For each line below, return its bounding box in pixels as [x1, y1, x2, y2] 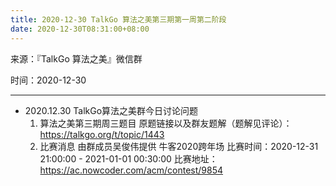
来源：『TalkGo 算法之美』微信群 [10, 52, 143, 65]
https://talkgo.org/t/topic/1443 [39, 128, 165, 140]
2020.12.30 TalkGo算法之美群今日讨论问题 [24, 104, 199, 116]
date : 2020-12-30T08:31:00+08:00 [10, 24, 150, 34]
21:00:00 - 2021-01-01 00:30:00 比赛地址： [39, 152, 218, 165]
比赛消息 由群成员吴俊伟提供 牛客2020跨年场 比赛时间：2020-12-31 [39, 140, 319, 152]
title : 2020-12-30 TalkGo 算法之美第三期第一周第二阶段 [10, 14, 227, 25]
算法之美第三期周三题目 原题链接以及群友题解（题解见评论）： [39, 117, 293, 129]
